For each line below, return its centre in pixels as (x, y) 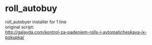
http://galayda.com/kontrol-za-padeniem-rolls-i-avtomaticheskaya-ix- (76, 32)
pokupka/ (15, 37)
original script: (20, 27)
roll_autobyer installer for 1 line (36, 22)
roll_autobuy (31, 8)
